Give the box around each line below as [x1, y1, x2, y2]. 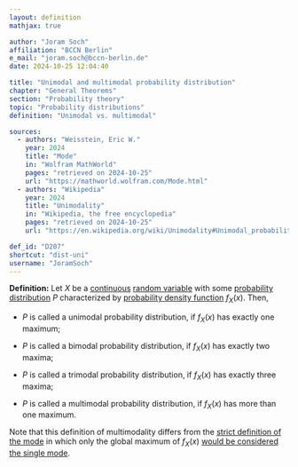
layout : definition [9, 12, 82, 22]
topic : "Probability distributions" [9, 103, 145, 112]
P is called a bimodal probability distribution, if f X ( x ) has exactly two [21, 340, 271, 353]
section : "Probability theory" [9, 94, 125, 103]
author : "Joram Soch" [9, 37, 90, 46]
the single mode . [9, 447, 71, 458]
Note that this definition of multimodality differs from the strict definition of [9, 427, 282, 438]
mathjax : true [9, 21, 62, 30]
